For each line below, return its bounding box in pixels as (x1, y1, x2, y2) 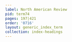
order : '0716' (5, 20, 35, 26)
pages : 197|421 (5, 16, 36, 21)
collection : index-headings (5, 29, 63, 34)
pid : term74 (5, 12, 30, 16)
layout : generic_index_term (5, 25, 63, 30)
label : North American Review (5, 7, 68, 12)
